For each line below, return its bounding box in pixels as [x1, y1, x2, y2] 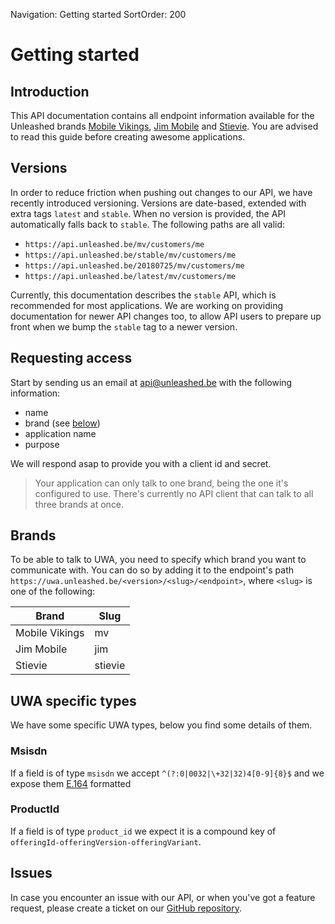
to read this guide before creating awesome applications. [10, 131, 246, 143]
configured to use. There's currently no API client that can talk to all [34, 487, 314, 499]
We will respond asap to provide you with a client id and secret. [10, 457, 272, 469]
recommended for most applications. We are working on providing [10, 299, 284, 311]
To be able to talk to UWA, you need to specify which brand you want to [10, 554, 307, 566]
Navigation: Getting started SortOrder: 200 [10, 9, 187, 20]
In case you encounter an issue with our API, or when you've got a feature [10, 891, 316, 903]
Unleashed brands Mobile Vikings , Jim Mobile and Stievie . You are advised [10, 120, 319, 132]
